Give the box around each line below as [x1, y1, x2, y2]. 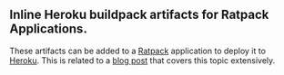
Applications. [9, 22, 88, 37]
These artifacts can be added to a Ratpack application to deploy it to [9, 45, 267, 56]
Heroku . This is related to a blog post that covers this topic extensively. [9, 54, 276, 66]
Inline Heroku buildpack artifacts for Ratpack [9, 7, 269, 23]
